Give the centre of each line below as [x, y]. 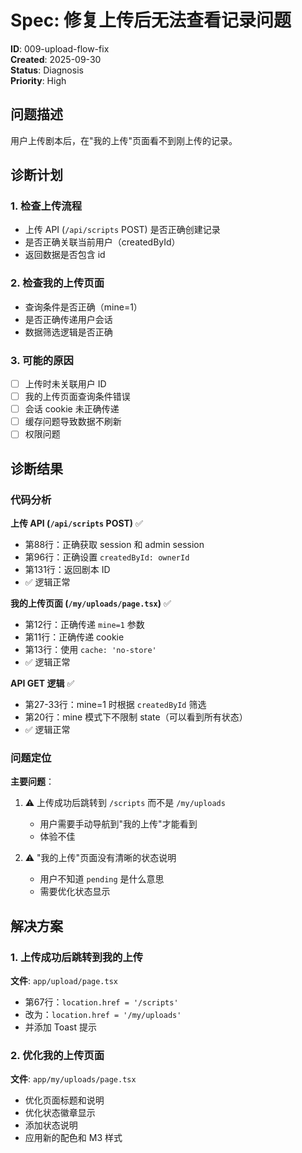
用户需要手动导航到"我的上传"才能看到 [118, 824]
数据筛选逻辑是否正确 [68, 332]
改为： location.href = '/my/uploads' [103, 1015]
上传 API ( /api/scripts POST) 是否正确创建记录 [122, 230]
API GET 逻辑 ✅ [42, 683]
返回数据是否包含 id [65, 255]
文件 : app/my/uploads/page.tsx [73, 1079]
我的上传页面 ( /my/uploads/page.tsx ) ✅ [91, 603]
